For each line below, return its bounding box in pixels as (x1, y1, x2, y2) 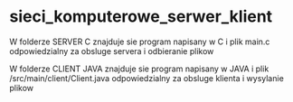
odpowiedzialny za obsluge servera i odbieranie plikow (9, 45, 214, 56)
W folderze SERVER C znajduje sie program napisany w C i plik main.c (9, 36, 270, 47)
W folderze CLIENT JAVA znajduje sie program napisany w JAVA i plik (9, 63, 269, 74)
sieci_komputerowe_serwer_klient (9, 6, 273, 27)
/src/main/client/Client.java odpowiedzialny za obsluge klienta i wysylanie (9, 72, 285, 83)
